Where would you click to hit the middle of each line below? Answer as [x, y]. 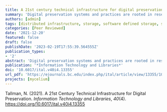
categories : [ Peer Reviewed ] [35, 28]
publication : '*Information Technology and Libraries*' [64, 65]
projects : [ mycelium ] [28, 79]
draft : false [19, 42]
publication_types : [25, 51]
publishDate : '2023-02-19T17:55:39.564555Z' [52, 47]
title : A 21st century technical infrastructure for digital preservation [84, 10]
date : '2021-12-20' [25, 33]
